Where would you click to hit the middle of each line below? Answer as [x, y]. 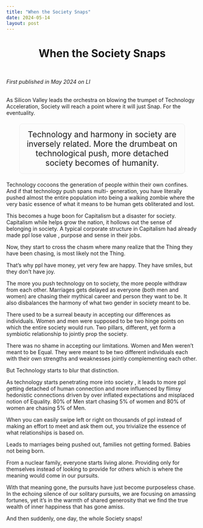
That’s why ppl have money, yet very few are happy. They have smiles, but [99, 266]
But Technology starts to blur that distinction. [63, 371]
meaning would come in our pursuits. [53, 476]
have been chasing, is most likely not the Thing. [66, 253]
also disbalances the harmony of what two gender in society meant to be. [98, 303]
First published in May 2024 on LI [48, 82]
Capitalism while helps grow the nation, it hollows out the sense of [89, 222]
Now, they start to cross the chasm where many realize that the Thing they [100, 247]
